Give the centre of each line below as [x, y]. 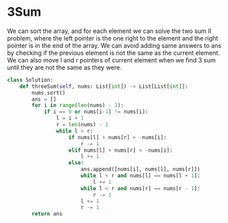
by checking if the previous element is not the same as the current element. [114, 53]
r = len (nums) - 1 [82, 125]
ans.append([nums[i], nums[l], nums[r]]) [140, 169]
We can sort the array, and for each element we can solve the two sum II [110, 31]
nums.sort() [49, 93]
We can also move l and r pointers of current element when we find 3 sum [111, 60]
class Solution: [30, 80]
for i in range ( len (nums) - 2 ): [78, 106]
